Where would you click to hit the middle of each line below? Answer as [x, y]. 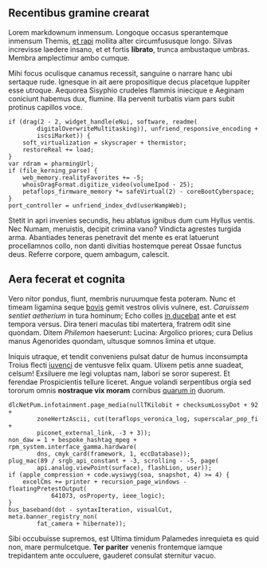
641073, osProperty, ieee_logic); [108, 495]
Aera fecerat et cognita [67, 280]
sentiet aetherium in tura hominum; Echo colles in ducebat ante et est [122, 315]
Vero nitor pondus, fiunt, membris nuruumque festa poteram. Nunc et [122, 298]
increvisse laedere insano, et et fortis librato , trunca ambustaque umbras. [129, 49]
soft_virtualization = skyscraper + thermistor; [105, 143]
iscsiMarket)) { [64, 136]
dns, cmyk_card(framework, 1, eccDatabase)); [114, 454]
